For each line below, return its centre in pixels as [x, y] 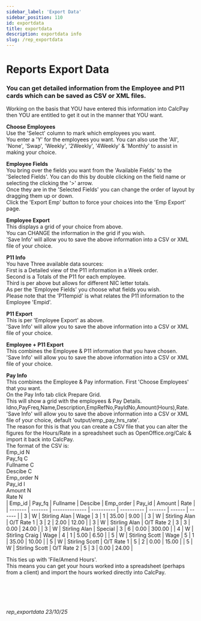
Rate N [14, 497]
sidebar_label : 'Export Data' [44, 12]
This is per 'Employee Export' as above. [55, 320]
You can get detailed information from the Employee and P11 [95, 88]
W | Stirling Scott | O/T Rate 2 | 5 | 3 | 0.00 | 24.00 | [70, 548]
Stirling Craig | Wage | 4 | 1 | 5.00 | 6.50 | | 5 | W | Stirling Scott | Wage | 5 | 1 [100, 535]
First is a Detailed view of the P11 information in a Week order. [82, 271]
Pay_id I [16, 484]
